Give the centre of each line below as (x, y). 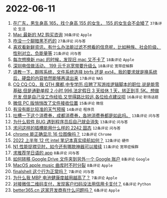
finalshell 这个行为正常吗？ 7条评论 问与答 (53, 171)
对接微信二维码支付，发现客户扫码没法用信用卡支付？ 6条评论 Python (82, 184)
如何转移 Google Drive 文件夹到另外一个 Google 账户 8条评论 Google (81, 159)
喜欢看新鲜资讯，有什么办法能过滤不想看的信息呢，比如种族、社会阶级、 (87, 47)
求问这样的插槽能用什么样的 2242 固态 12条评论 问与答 (67, 128)
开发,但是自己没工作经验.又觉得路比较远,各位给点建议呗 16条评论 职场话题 (85, 97)
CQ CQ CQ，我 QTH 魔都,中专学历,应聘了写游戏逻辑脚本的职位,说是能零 (86, 84)
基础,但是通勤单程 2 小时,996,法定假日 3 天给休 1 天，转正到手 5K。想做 (86, 91)
